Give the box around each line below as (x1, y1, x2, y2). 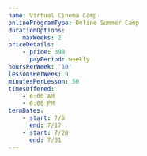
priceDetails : (8, 41, 55, 49)
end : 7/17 (28, 121, 62, 129)
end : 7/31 (28, 136, 62, 144)
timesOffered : (8, 84, 55, 93)
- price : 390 (22, 48, 66, 56)
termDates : (8, 107, 44, 115)
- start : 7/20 (22, 128, 69, 136)
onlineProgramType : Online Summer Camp (8, 19, 140, 27)
